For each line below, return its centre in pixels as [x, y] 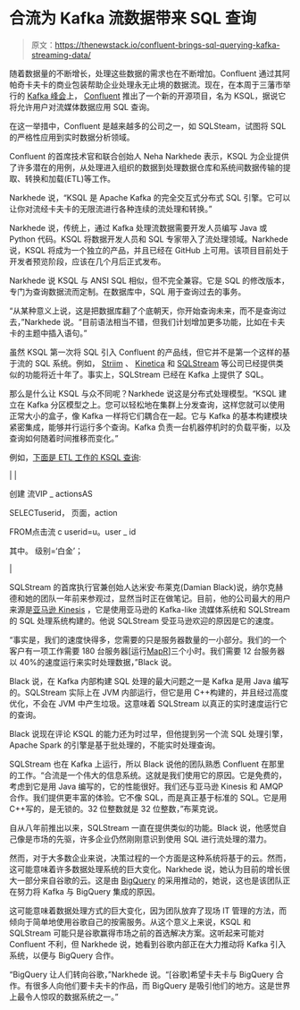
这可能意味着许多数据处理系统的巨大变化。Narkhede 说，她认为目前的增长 [146, 869]
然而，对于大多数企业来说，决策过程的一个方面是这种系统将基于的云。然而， [150, 858]
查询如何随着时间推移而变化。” [64, 438]
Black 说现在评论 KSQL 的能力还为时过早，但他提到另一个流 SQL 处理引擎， [149, 733]
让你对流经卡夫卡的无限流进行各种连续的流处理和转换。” [111, 209]
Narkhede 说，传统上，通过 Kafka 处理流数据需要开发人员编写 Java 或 [138, 227]
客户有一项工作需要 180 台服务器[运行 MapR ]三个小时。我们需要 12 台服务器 [147, 651]
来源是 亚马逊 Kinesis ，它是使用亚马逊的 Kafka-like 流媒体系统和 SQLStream [150, 609]
